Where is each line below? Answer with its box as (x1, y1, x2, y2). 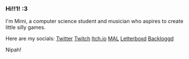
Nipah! (5, 46, 22, 53)
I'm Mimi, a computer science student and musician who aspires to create (5, 18, 184, 25)
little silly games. (5, 24, 46, 31)
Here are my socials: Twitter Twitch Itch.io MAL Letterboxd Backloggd (5, 35, 174, 42)
